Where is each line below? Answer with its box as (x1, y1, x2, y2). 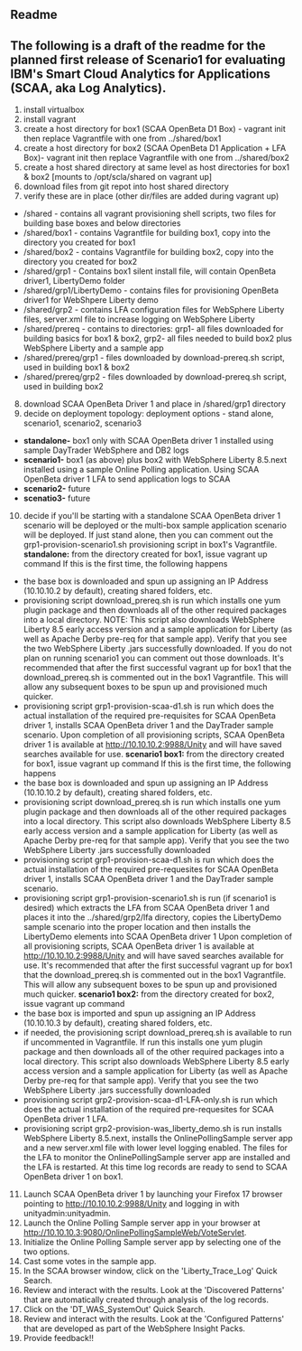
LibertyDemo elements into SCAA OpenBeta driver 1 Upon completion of (23, 931, 292, 943)
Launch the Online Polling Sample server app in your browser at (23, 1217, 261, 1228)
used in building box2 (23, 381, 104, 392)
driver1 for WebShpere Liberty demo (23, 295, 159, 305)
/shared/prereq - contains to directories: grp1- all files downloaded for (23, 324, 284, 334)
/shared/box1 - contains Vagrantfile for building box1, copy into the (23, 228, 271, 239)
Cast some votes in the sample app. (23, 1256, 157, 1267)
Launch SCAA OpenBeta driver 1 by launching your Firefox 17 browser (23, 1188, 283, 1200)
